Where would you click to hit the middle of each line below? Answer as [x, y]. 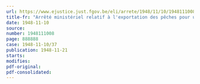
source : [16, 28]
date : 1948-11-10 [28, 22]
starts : [16, 56]
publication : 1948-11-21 [37, 50]
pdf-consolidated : [29, 72]
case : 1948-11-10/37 [32, 45]
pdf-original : [24, 67]
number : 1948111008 [30, 34]
